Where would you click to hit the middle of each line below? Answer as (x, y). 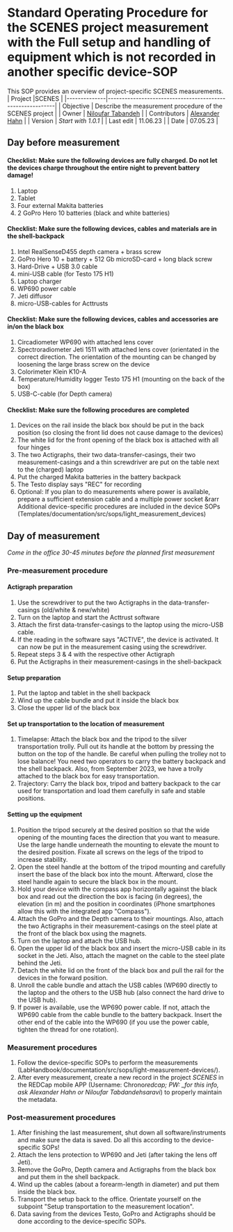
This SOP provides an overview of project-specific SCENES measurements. (115, 91)
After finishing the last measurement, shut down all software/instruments (121, 1133)
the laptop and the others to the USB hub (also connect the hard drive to (121, 992)
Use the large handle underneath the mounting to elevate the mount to (118, 845)
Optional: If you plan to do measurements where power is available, (114, 492)
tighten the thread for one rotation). (68, 1029)
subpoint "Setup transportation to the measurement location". (106, 1207)
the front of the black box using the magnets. (82, 933)
